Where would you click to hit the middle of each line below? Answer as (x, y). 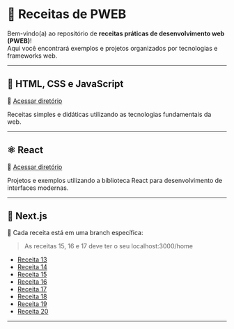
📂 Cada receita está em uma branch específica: (75, 233)
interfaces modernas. (38, 188)
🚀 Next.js (27, 216)
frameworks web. (32, 56)
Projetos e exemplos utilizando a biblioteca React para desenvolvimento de (115, 180)
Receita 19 (32, 304)
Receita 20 (33, 312)
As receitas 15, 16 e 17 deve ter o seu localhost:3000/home (109, 246)
